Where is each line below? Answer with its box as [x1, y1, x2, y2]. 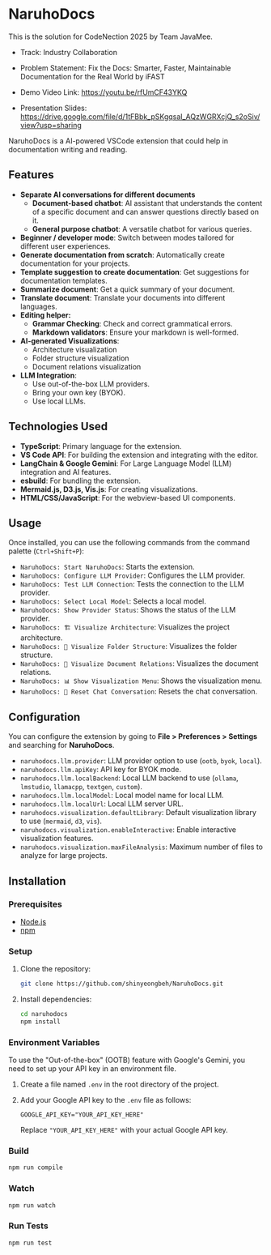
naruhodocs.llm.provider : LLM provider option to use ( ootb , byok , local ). [19, 756, 263, 766]
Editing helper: [19, 309, 71, 320]
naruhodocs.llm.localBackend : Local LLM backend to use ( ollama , [19, 773, 239, 783]
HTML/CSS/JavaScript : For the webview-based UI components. [19, 493, 236, 502]
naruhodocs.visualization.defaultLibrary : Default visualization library [19, 808, 257, 817]
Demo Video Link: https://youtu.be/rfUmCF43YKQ [19, 87, 188, 97]
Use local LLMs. [32, 396, 87, 406]
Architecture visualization [32, 344, 117, 354]
